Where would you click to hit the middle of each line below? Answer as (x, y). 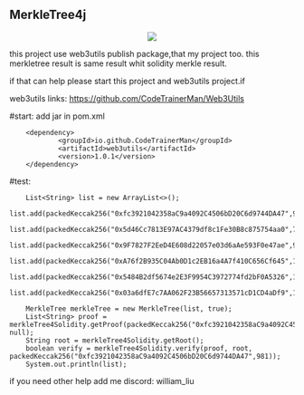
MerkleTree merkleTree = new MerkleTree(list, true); (129, 308)
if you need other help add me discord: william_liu (102, 381)
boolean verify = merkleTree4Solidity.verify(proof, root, (139, 348)
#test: (20, 181)
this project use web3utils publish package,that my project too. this (134, 53)
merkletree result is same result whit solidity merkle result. (119, 63)
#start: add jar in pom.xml (57, 116)
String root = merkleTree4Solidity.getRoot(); (115, 340)
